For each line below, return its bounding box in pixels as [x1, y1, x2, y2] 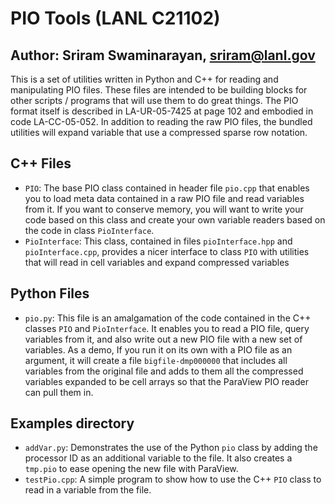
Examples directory [10, 415, 135, 432]
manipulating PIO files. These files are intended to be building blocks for [10, 84, 308, 96]
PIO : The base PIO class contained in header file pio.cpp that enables [24, 182, 310, 194]
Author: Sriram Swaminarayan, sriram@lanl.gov [10, 47, 316, 64]
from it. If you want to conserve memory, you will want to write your [24, 203, 304, 215]
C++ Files [10, 155, 72, 172]
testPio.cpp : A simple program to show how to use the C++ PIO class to [24, 473, 322, 486]
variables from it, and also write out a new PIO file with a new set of [24, 333, 303, 345]
